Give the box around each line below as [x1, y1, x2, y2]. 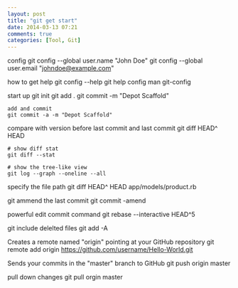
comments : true [7, 30, 53, 38]
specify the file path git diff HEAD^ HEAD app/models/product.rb [7, 183, 197, 191]
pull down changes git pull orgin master [7, 273, 123, 282]
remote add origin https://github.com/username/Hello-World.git [7, 245, 193, 254]
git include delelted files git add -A [7, 224, 109, 233]
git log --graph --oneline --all [7, 170, 107, 178]
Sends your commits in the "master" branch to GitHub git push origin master [7, 259, 231, 267]
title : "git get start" [7, 17, 78, 24]
